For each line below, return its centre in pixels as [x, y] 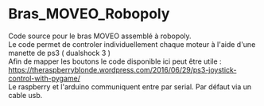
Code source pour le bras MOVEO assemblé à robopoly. [100, 36]
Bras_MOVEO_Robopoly [89, 14]
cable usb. [25, 95]
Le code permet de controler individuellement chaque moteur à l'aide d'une [132, 44]
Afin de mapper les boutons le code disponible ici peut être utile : [115, 61]
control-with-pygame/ [45, 78]
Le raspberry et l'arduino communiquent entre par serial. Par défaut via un [130, 86]
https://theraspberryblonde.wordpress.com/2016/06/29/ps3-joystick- [122, 69]
